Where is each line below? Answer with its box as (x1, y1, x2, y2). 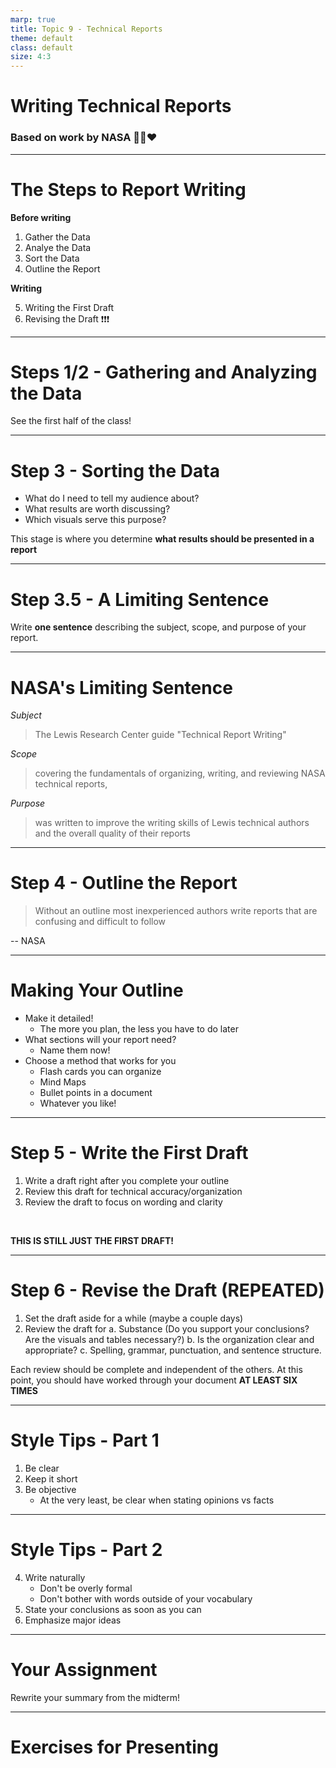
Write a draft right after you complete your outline (24, 1175, 230, 1187)
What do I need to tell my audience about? (24, 492, 200, 505)
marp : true (10, 14, 56, 25)
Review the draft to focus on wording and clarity (24, 1196, 223, 1208)
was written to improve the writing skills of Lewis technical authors (34, 817, 310, 829)
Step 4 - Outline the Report (10, 872, 238, 895)
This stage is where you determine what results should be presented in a (10, 533, 315, 545)
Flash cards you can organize (39, 1066, 162, 1078)
